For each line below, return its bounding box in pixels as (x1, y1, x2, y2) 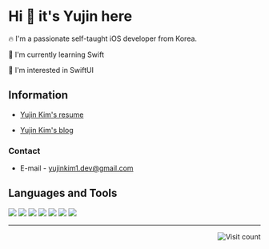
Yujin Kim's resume (19, 110, 84, 119)
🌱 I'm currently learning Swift (8, 50, 104, 59)
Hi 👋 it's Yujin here (8, 7, 133, 26)
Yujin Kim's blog (19, 125, 74, 135)
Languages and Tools (8, 187, 118, 200)
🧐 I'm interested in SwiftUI (8, 65, 94, 74)
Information (8, 88, 69, 102)
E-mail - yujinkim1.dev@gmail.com (19, 163, 134, 173)
